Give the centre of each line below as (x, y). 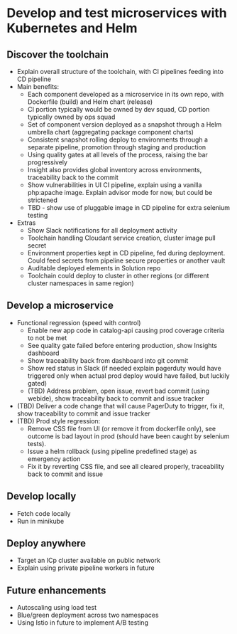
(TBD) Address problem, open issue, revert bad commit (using (118, 391)
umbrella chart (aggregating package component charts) (111, 132)
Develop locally (42, 496)
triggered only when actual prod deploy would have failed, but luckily (128, 376)
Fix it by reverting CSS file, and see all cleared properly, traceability (126, 466)
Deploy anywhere (46, 543)
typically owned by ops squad (71, 117)
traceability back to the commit (73, 177)
